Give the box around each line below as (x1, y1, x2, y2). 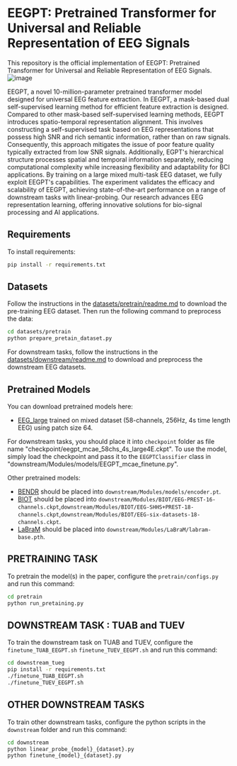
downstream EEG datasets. (7, 363, 86, 372)
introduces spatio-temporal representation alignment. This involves (7, 117, 203, 126)
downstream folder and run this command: (7, 725, 127, 733)
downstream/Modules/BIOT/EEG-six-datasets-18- (60, 511, 200, 518)
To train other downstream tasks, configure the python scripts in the (7, 718, 207, 726)
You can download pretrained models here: (7, 402, 133, 411)
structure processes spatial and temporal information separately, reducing (7, 155, 224, 164)
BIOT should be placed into (17, 495, 97, 503)
